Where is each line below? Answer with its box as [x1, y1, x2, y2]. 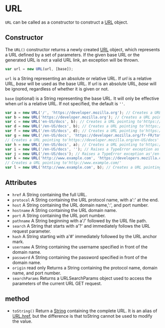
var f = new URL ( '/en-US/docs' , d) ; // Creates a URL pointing [5, 128, 137, 133]
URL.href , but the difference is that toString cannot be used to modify [12, 313, 153, 319]
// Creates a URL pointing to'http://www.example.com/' [5, 160, 122, 165]
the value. [12, 318, 33, 324]
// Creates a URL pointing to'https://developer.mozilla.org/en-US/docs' [5, 137, 160, 143]
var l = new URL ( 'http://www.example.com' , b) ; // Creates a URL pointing [5, 165, 162, 170]
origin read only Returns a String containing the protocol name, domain [12, 265, 158, 270]
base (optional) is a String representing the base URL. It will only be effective [5, 95, 160, 101]
